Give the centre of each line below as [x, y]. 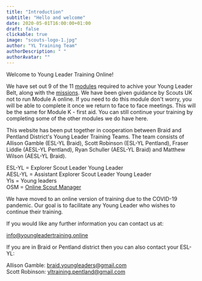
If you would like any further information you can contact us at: [85, 223]
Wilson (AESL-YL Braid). [37, 156]
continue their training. [35, 212]
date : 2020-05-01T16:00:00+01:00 [49, 23]
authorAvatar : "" [28, 57]
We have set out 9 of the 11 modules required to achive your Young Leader [99, 86]
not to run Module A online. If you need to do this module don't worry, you [99, 99]
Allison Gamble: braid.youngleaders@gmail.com [66, 265]
